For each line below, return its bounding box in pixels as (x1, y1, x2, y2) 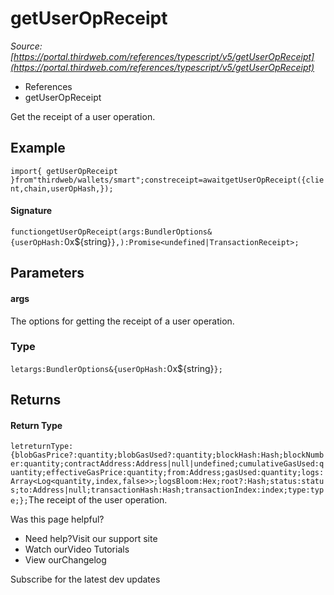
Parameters (10, 265, 85, 282)
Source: (10, 40, 43, 52)
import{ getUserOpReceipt (10, 166, 118, 176)
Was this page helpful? (10, 513, 105, 526)
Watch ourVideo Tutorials (24, 543, 130, 556)
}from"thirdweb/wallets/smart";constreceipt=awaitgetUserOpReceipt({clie (10, 175, 325, 185)
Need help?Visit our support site (24, 533, 158, 545)
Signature (10, 205, 53, 217)
